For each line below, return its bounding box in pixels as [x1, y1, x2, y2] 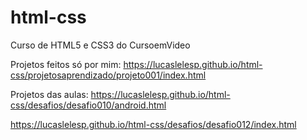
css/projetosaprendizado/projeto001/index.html [10, 69, 207, 81]
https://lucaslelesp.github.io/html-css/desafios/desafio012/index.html [10, 118, 297, 130]
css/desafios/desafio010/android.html [10, 99, 167, 111]
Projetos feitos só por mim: [10, 58, 122, 70]
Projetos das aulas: [10, 88, 89, 100]
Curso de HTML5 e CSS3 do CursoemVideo [10, 39, 191, 51]
